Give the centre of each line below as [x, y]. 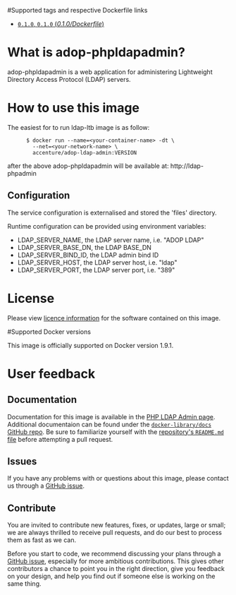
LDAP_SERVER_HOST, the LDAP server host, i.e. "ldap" [97, 262]
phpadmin [22, 173]
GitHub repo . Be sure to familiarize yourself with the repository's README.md [116, 432]
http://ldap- [187, 166]
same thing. [24, 584]
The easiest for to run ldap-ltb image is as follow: [79, 127]
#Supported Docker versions [49, 332]
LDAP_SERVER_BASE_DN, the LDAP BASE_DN [84, 247]
